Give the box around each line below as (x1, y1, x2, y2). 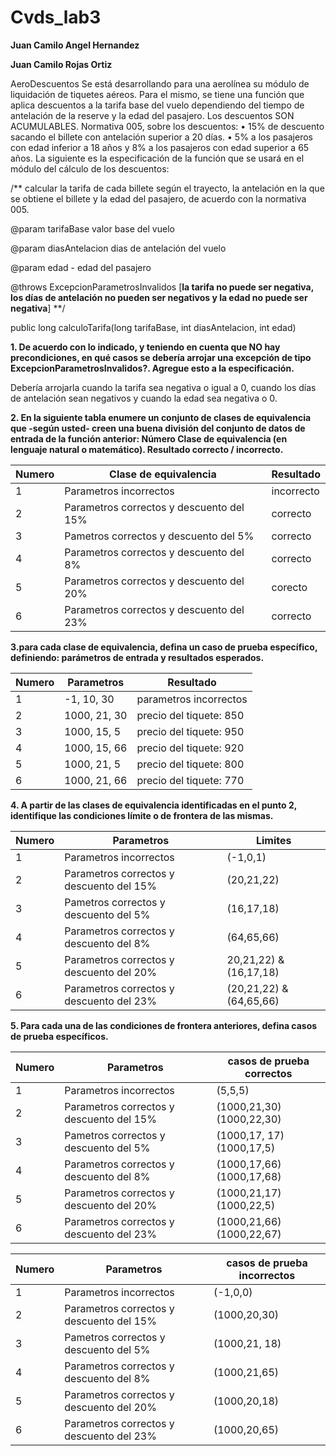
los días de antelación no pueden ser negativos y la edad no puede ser (10, 291, 308, 303)
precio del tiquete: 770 (136, 773, 245, 787)
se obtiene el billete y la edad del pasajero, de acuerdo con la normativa (10, 192, 307, 205)
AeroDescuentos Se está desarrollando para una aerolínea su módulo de (10, 77, 310, 90)
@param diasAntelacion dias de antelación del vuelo (10, 242, 227, 254)
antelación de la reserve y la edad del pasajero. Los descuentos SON (10, 109, 295, 121)
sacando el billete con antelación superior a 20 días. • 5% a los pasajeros (10, 131, 313, 143)
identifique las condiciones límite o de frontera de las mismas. (10, 809, 274, 821)
